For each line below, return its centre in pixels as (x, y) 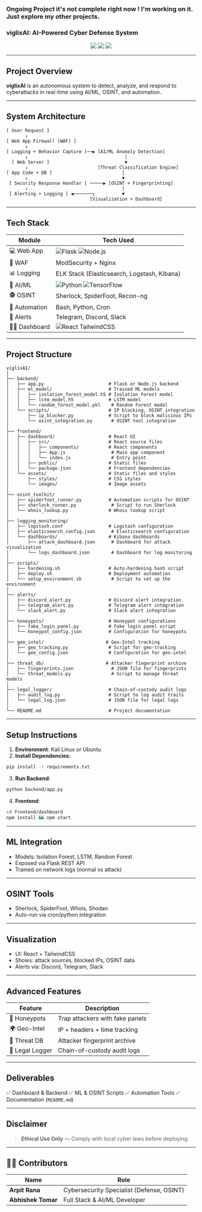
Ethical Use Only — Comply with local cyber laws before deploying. (105, 1139)
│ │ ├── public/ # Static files (76, 463)
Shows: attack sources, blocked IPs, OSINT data (75, 960)
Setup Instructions (42, 735)
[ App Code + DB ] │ (66, 173)
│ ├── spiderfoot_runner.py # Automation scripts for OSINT (98, 500)
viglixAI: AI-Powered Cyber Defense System (72, 33)
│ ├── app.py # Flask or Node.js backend (93, 384)
